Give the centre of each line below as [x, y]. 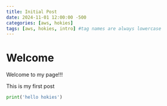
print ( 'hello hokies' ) [34, 97]
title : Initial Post [32, 12]
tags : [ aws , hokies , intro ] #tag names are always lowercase [84, 28]
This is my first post [30, 86]
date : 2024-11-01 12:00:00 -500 [46, 17]
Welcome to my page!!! [35, 75]
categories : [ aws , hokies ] [40, 23]
